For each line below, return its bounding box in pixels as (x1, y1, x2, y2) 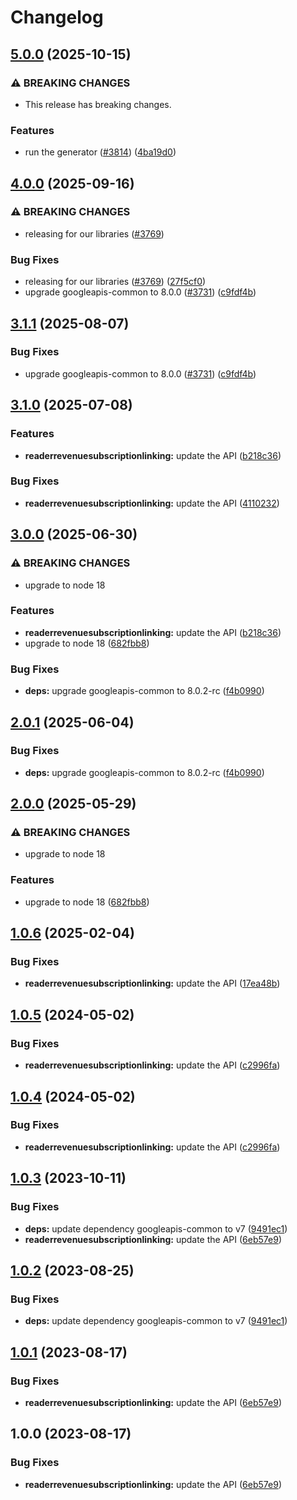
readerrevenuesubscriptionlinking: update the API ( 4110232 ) (24, 497, 280, 509)
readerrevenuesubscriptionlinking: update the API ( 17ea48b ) (24, 977, 281, 990)
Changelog (10, 6, 104, 29)
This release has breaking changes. (24, 98, 172, 110)
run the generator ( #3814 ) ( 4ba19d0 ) (24, 146, 177, 158)
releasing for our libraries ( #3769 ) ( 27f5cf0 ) (24, 276, 207, 288)
